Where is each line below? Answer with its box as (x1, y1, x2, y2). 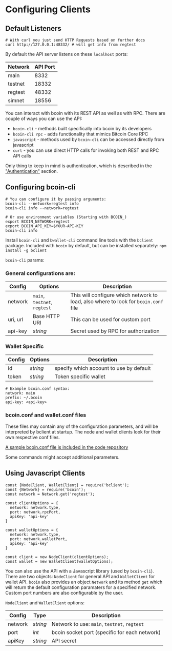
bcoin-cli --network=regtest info (5, 201, 79, 206)
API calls (12, 153, 32, 159)
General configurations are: (5, 269, 76, 277)
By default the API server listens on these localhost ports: (5, 51, 128, 57)
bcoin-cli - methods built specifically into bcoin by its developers (12, 126, 152, 131)
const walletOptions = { (5, 527, 58, 532)
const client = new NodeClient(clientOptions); (5, 554, 109, 560)
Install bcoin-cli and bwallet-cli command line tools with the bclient (5, 237, 154, 243)
